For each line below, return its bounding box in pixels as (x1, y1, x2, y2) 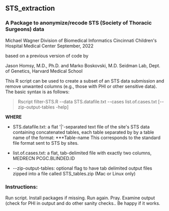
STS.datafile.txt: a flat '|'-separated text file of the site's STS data (12, 123, 150, 129)
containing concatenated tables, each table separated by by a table (12, 129, 154, 135)
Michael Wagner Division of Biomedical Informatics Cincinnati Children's (5, 37, 157, 43)
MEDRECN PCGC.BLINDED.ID (12, 155, 75, 161)
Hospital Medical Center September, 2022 (5, 43, 94, 49)
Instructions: (5, 183, 38, 190)
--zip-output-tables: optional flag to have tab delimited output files (12, 165, 153, 171)
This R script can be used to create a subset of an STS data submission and (5, 77, 164, 84)
